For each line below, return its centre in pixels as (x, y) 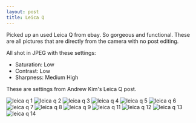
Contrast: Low (32, 71)
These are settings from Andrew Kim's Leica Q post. (71, 89)
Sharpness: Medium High (47, 77)
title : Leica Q (25, 17)
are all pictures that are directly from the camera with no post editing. (93, 41)
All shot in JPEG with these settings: (51, 52)
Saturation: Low (34, 65)
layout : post (23, 12)
